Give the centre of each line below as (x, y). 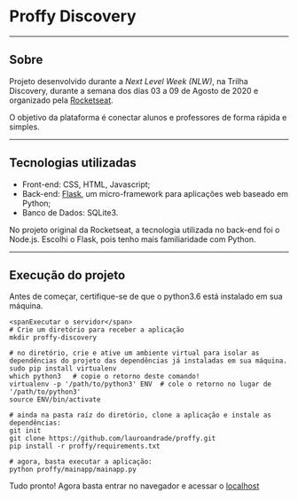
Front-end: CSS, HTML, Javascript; (86, 184)
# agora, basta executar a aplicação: (81, 462)
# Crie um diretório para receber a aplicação (97, 330)
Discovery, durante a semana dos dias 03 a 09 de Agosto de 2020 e (134, 90)
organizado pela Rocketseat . (61, 100)
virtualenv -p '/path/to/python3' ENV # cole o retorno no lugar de (141, 384)
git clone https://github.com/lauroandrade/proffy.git (113, 439)
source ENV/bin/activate (55, 400)
